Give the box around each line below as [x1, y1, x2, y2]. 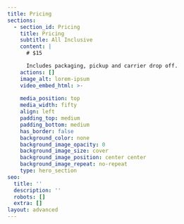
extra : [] [13, 200, 42, 207]
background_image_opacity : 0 [20, 141, 106, 148]
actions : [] [20, 68, 55, 76]
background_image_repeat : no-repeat [20, 161, 128, 168]
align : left [20, 108, 55, 116]
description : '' [13, 187, 61, 194]
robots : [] [13, 193, 46, 201]
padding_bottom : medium [20, 121, 90, 128]
